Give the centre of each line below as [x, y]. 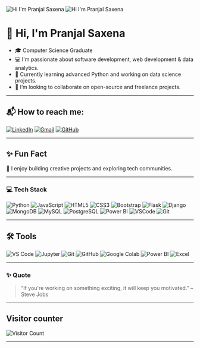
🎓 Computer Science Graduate [54, 50]
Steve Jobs [35, 294]
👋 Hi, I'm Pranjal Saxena [66, 33]
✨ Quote [18, 275]
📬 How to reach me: [45, 112]
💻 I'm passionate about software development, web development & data [104, 59]
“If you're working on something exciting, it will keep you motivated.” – [107, 288]
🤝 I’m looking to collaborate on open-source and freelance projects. [98, 87]
